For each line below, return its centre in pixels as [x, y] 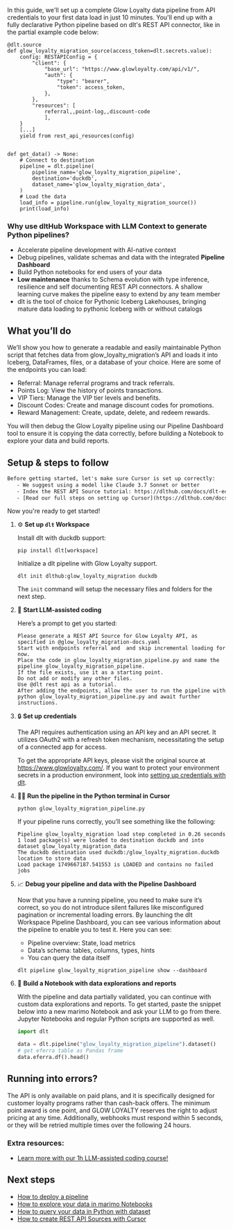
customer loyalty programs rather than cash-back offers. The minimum [109, 1103]
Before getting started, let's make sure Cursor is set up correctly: [111, 478]
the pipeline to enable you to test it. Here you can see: [94, 930]
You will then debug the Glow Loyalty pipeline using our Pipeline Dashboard [115, 426]
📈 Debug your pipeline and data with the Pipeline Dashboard [106, 884]
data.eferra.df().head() [53, 1058]
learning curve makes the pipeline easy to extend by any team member [119, 294]
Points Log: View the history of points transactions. [90, 391]
